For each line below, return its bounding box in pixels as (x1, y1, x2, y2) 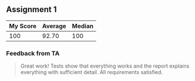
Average (42, 22, 66, 30)
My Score (9, 22, 37, 30)
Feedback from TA (6, 49, 60, 57)
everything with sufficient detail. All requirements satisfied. (20, 69, 163, 76)
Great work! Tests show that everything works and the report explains (20, 62, 190, 69)
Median (72, 22, 94, 30)
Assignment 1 (6, 5, 57, 15)
